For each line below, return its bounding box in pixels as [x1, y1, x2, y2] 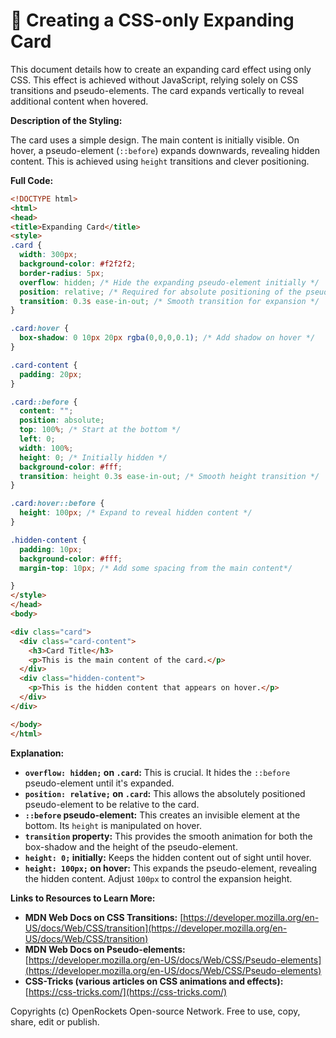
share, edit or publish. [10, 1015, 100, 1028]
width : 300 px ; [19, 250, 78, 260]
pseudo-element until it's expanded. [24, 777, 175, 789]
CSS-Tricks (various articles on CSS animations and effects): [24, 975, 284, 987]
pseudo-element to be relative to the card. [24, 798, 200, 810]
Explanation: [10, 747, 65, 759]
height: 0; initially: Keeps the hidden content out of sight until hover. [24, 851, 312, 863]
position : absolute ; [19, 415, 105, 426]
